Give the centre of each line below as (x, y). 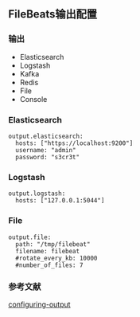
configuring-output (39, 304)
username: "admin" (46, 150)
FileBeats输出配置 (53, 14)
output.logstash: (37, 194)
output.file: (30, 237)
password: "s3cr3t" (48, 157)
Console (33, 99)
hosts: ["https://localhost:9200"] (74, 143)
